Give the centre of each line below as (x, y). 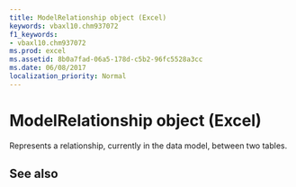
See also (34, 174)
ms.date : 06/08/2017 (48, 68)
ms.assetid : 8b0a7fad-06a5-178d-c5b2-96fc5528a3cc (106, 59)
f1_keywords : (34, 34)
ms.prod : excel (38, 51)
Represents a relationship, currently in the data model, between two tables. (148, 146)
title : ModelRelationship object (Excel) (88, 18)
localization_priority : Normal (68, 76)
